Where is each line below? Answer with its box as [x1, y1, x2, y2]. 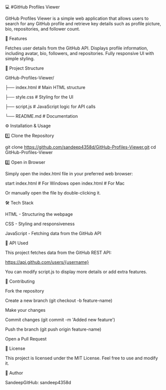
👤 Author [5, 370, 23, 376]
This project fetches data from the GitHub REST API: [5, 249, 112, 255]
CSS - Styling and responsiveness [5, 221, 75, 227]
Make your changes [5, 307, 46, 313]
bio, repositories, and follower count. [5, 26, 80, 32]
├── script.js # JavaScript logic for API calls [5, 103, 96, 109]
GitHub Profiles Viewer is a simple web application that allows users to [5, 15, 149, 21]
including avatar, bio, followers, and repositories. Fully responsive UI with [5, 50, 155, 56]
